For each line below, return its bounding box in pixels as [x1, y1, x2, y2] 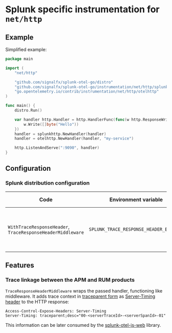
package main [5, 56, 33, 61]
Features [5, 261, 34, 270]
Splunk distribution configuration [5, 180, 90, 187]
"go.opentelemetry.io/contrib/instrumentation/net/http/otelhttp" [14, 89, 159, 94]
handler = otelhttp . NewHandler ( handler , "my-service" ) [14, 136, 134, 141]
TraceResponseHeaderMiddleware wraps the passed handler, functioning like [5, 288, 163, 294]
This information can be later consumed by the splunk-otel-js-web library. [5, 322, 161, 328]
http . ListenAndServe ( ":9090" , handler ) [14, 145, 100, 150]
